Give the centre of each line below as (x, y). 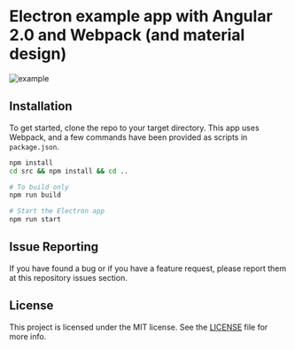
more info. (28, 336)
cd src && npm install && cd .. (69, 171)
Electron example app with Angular (141, 16)
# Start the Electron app (57, 211)
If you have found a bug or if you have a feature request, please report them (148, 268)
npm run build (35, 195)
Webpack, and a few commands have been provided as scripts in (128, 137)
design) (38, 54)
